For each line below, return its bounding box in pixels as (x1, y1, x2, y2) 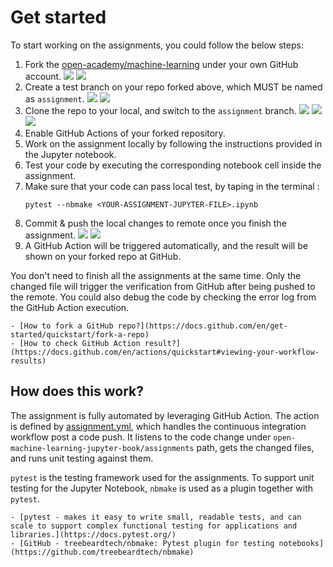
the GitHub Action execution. (10, 301, 130, 313)
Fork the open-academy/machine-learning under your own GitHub (24, 58, 299, 70)
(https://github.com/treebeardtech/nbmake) (10, 547, 195, 557)
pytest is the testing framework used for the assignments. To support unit (10, 471, 315, 483)
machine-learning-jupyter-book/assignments (10, 443, 195, 453)
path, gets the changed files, (196, 441, 315, 453)
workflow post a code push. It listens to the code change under (10, 431, 272, 443)
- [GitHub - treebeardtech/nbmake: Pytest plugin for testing (10, 538, 275, 548)
